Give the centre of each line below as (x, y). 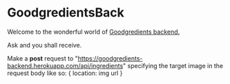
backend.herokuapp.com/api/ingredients (65, 65)
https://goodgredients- (110, 58)
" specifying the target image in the (173, 65)
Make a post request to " (42, 58)
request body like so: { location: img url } (65, 73)
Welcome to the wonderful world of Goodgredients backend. (94, 32)
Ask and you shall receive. (45, 45)
